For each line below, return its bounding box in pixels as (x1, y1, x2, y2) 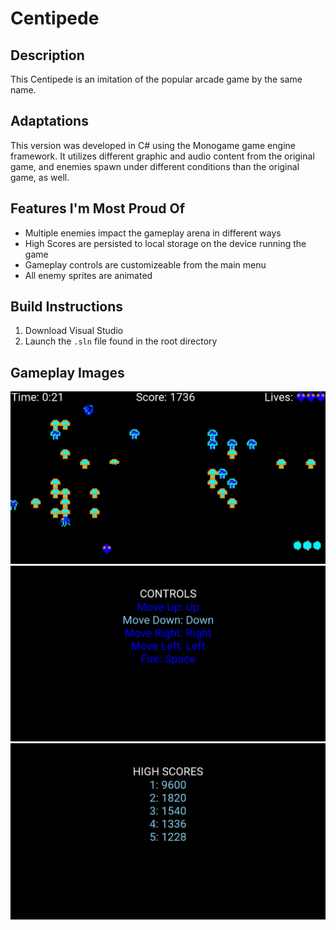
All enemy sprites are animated (24, 269, 153, 281)
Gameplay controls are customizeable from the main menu (24, 258, 267, 271)
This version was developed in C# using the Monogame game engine (10, 139, 296, 151)
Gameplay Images (10, 364, 125, 381)
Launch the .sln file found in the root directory (24, 335, 218, 347)
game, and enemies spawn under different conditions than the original (10, 160, 300, 172)
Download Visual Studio (24, 325, 124, 337)
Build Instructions (10, 298, 124, 316)
